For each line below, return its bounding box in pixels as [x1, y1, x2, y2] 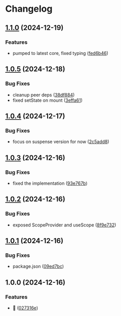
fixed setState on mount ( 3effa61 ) [12, 97, 83, 103]
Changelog [5, 3, 53, 15]
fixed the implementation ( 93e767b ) [12, 180, 88, 186]
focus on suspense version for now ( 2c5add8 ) [12, 138, 110, 145]
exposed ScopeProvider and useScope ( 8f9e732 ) [12, 222, 116, 228]
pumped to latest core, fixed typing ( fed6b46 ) [12, 50, 109, 56]
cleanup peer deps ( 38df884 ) [12, 92, 75, 98]
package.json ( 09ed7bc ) [12, 263, 64, 270]
